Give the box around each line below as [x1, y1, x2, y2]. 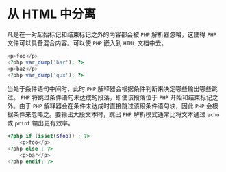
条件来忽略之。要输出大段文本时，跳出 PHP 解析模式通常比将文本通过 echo [12, 110, 220, 119]
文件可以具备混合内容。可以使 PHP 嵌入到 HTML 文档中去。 [7, 38, 168, 47]
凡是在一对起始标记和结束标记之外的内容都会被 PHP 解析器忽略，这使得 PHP [7, 30, 217, 38]
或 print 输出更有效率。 [7, 119, 74, 127]
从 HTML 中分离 [7, 6, 96, 22]
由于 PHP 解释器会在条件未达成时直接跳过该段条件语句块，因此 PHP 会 [18, 102, 212, 110]
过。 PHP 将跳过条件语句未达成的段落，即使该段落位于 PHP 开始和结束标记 [7, 93, 212, 101]
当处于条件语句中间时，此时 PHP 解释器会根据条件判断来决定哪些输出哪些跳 [7, 85, 218, 93]
